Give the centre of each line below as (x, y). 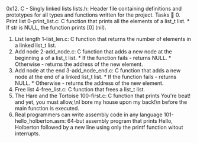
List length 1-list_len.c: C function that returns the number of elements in (103, 39)
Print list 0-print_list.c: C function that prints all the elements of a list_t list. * (98, 21)
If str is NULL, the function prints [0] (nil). (56, 27)
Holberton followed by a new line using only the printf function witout (99, 127)
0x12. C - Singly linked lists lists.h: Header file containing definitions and (94, 9)
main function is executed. (47, 108)
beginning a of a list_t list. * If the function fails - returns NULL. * (93, 58)
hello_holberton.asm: (40, 121)
